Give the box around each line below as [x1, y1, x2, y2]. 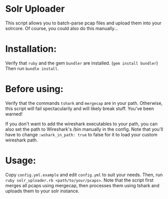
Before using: [5, 83, 64, 95]
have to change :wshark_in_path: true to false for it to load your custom [5, 131, 158, 137]
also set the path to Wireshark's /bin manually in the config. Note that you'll [5, 126, 163, 132]
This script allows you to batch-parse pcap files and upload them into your [5, 20, 162, 26]
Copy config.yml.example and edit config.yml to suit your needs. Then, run [5, 172, 163, 178]
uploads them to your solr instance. [5, 188, 80, 194]
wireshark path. [5, 137, 38, 143]
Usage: [5, 155, 37, 166]
